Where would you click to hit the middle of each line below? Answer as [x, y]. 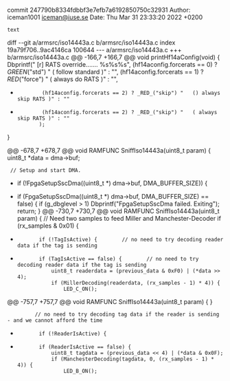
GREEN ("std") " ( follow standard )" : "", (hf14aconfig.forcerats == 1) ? [105, 72]
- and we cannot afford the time [55, 320]
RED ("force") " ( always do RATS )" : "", [62, 79]
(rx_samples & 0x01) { [48, 226]
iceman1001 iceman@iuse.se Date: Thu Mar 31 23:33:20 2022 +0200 [105, 17]
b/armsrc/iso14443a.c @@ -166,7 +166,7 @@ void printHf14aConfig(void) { [114, 57]
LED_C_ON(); [80, 289]
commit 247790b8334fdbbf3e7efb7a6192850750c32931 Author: [99, 10]
